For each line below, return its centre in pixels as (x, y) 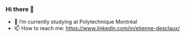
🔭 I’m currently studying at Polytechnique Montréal (76, 22)
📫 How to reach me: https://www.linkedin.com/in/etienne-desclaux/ (97, 28)
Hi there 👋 (20, 9)
